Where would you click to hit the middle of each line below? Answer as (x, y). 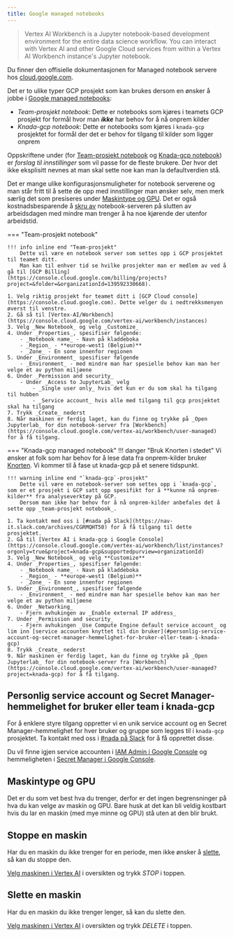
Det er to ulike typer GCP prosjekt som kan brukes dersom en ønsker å (109, 90)
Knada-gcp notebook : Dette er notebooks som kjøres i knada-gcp (111, 126)
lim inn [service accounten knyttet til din (73, 631)
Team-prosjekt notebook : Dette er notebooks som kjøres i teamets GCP (120, 111)
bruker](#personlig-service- (184, 631)
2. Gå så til (26, 315)
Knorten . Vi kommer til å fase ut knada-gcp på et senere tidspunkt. (103, 465)
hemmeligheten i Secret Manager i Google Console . (81, 759)
